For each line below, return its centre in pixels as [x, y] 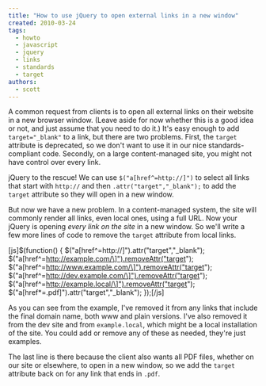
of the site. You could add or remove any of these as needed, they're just [127, 333]
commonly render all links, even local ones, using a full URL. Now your [123, 218]
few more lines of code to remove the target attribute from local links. [122, 235]
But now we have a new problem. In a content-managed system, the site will [133, 210]
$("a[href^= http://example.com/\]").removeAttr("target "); [101, 259]
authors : [23, 82]
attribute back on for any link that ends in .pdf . [84, 374]
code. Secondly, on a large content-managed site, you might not [147, 154]
